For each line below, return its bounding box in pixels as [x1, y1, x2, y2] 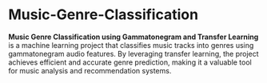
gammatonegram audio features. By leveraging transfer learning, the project [8, 49, 259, 58]
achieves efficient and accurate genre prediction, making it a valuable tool [8, 57, 252, 67]
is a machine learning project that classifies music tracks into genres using [8, 40, 254, 49]
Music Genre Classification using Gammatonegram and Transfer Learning [8, 32, 259, 41]
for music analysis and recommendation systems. [8, 65, 172, 75]
